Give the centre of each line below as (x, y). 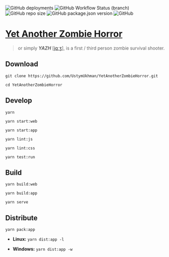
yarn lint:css (20, 148)
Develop (19, 100)
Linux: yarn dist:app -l (38, 239)
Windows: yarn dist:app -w (43, 249)
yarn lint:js (19, 139)
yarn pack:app (20, 230)
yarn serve (17, 202)
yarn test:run (20, 157)
